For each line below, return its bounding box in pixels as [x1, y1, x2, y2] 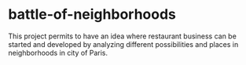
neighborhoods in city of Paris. [8, 48, 108, 57]
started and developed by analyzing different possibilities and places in [8, 39, 239, 49]
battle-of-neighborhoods [8, 5, 177, 23]
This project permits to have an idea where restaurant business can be [8, 31, 237, 41]
